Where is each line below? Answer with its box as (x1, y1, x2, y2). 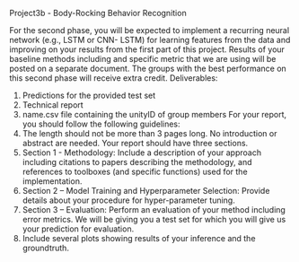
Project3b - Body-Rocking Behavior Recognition (9, 8, 187, 18)
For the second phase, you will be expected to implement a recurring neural (9, 25, 290, 35)
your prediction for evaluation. (22, 223, 135, 234)
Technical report (22, 100, 84, 110)
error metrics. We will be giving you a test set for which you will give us (22, 214, 286, 224)
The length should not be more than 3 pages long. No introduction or (22, 128, 277, 138)
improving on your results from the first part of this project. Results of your (9, 44, 286, 55)
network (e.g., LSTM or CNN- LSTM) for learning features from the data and (9, 35, 291, 45)
